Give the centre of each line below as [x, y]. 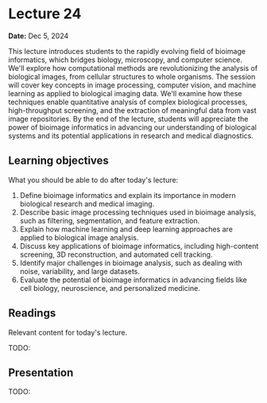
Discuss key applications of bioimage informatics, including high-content [139, 246]
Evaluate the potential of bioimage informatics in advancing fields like [133, 280]
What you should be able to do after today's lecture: [93, 180]
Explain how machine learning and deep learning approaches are [126, 229]
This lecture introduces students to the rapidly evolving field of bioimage [127, 51]
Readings [32, 314]
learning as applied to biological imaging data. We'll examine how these [125, 93]
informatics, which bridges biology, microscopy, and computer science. [125, 60]
